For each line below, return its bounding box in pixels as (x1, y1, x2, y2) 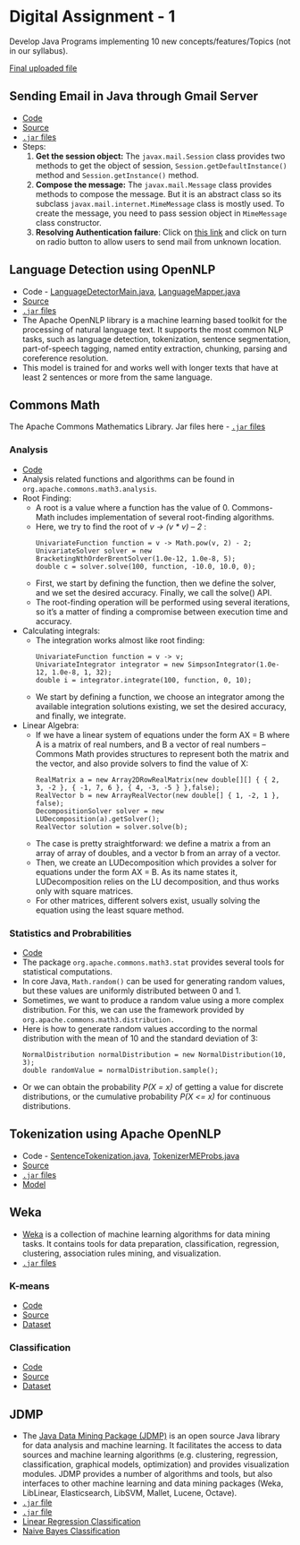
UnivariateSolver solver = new (35, 546, 153, 555)
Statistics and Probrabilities (9, 927, 132, 940)
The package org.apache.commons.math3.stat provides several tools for (21, 957, 285, 967)
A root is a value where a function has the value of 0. (35, 502, 230, 512)
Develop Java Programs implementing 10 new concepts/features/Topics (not (9, 36, 291, 47)
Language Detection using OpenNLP (9, 262, 216, 278)
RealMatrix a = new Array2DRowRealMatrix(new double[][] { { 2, (35, 775, 280, 785)
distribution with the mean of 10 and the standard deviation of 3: (21, 1033, 259, 1043)
